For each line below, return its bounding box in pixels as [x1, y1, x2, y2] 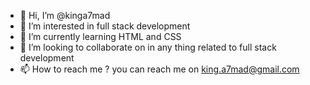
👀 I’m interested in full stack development [19, 20, 191, 32]
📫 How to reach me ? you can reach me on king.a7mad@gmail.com [19, 63, 300, 75]
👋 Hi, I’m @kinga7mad [19, 10, 111, 21]
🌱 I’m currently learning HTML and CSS [19, 31, 182, 42]
